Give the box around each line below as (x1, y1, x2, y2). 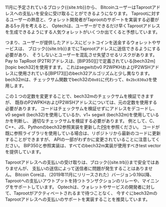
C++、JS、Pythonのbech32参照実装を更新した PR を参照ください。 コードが (5, 124, 160, 130)
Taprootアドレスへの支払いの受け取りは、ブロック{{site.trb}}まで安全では (5, 160, 155, 165)
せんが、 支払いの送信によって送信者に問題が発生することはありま (13, 166, 149, 171)
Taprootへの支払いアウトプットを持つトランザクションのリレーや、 (5, 178, 142, 184)
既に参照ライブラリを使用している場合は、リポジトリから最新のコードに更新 (5, 130, 161, 136)
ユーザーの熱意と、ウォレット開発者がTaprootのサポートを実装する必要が (9, 17, 160, 22)
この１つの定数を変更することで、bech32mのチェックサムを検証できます (5, 93, 154, 99)
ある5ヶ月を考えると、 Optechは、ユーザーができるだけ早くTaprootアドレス (5, 23, 161, 29)
